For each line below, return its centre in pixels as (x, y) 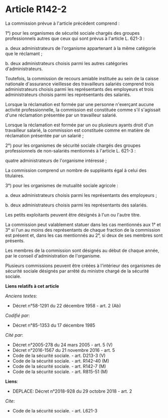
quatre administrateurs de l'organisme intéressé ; (56, 161)
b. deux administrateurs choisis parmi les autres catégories (67, 63)
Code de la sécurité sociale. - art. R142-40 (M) (61, 361)
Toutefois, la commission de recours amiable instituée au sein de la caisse (82, 78)
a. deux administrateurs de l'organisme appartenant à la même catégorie (80, 48)
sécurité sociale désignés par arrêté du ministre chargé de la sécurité (77, 271)
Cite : (10, 401)
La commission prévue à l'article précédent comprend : (62, 23)
